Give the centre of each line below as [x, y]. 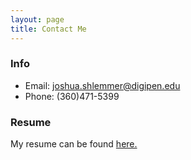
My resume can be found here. [74, 144]
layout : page [37, 19]
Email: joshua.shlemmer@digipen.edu [102, 85]
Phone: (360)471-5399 [72, 96]
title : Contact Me [48, 29]
